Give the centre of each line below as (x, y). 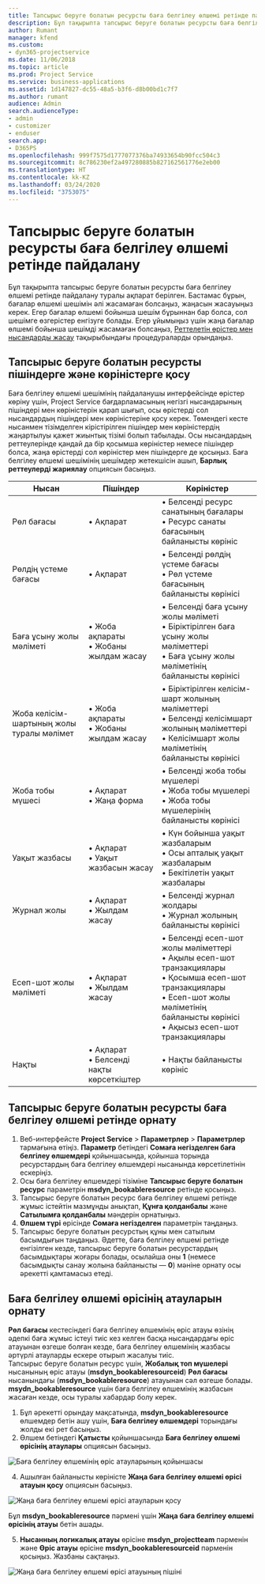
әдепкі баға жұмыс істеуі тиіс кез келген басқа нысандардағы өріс (121, 1338)
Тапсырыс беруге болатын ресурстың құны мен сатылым (117, 1232)
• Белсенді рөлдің (196, 555)
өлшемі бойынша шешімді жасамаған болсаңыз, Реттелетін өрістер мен (131, 328)
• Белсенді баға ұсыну (205, 607)
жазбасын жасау (121, 868)
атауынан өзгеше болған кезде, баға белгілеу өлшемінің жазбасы (119, 1347)
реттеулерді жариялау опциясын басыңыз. (82, 469)
